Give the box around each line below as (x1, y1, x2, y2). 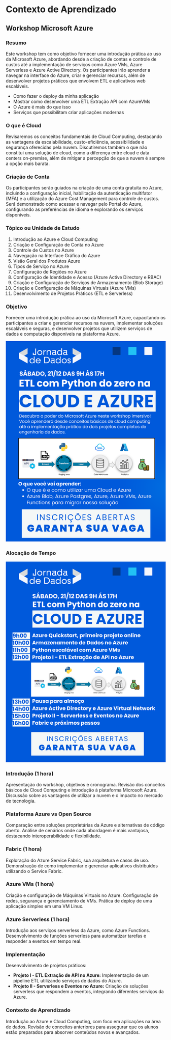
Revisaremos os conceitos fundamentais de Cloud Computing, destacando (6, 133, 162, 140)
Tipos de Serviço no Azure (13, 263, 69, 269)
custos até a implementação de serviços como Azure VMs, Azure (6, 61, 143, 67)
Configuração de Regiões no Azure (13, 268, 87, 275)
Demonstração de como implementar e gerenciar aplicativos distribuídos (6, 862, 158, 869)
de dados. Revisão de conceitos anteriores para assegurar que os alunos (6, 1024, 159, 1030)
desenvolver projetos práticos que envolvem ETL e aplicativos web (6, 77, 146, 84)
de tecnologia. (6, 798, 36, 804)
